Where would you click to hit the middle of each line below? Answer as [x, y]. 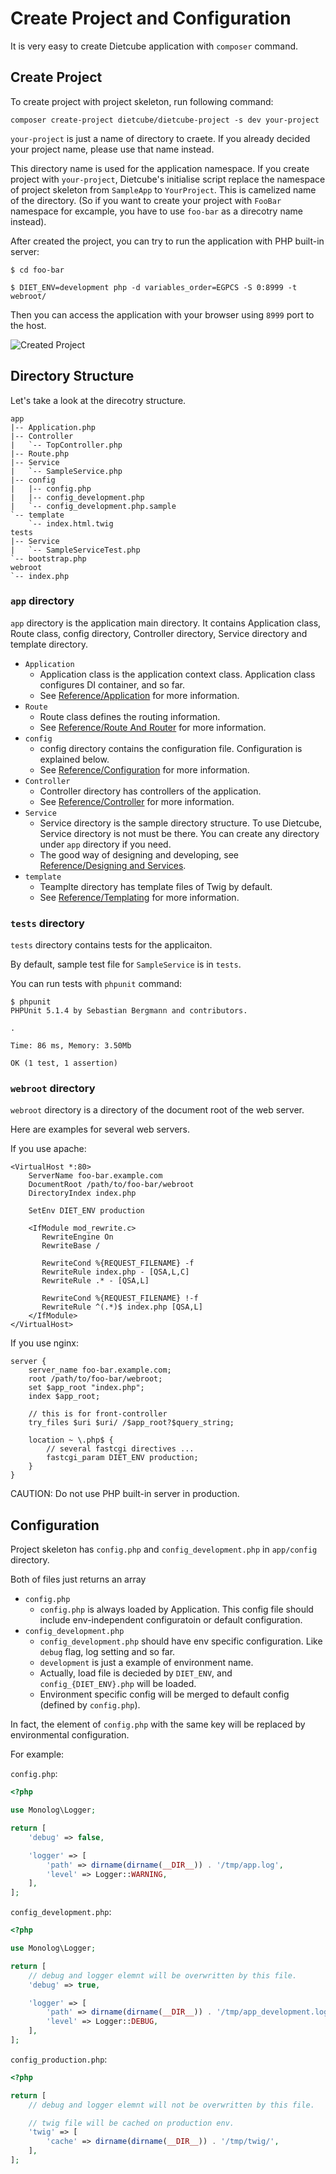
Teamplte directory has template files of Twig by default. [156, 886]
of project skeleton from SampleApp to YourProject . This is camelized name [163, 189]
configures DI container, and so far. [112, 684]
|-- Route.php [40, 453]
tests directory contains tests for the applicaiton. [111, 945]
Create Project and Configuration [151, 18]
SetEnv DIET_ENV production [86, 1211]
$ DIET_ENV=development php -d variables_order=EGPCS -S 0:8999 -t [154, 287]
